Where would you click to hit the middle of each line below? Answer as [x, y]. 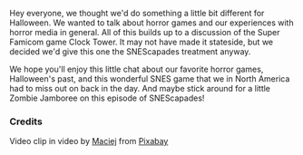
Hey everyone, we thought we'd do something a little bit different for [137, 13]
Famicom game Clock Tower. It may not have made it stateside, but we [142, 42]
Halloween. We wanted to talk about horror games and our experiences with [151, 23]
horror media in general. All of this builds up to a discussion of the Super [145, 32]
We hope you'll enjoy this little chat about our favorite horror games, [137, 69]
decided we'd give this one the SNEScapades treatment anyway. [130, 52]
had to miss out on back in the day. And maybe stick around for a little [140, 88]
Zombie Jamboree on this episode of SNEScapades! [107, 98]
